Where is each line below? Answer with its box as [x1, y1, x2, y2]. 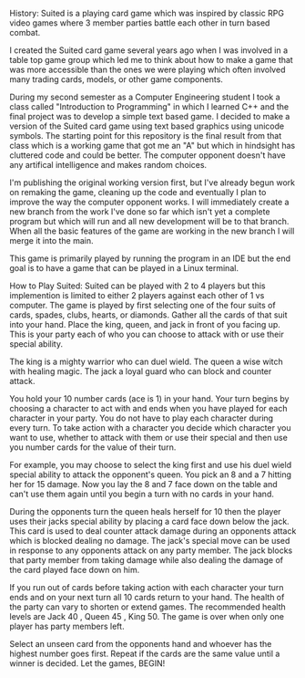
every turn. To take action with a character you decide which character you [9, 422, 291, 433]
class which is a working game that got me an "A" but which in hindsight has [9, 141, 296, 151]
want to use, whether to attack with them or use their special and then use [9, 433, 289, 443]
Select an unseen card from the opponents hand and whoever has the [9, 639, 272, 649]
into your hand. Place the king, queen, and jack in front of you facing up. [9, 319, 280, 329]
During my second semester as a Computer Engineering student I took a [9, 91, 280, 102]
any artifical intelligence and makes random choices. [9, 160, 208, 170]
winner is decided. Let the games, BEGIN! [9, 658, 166, 669]
